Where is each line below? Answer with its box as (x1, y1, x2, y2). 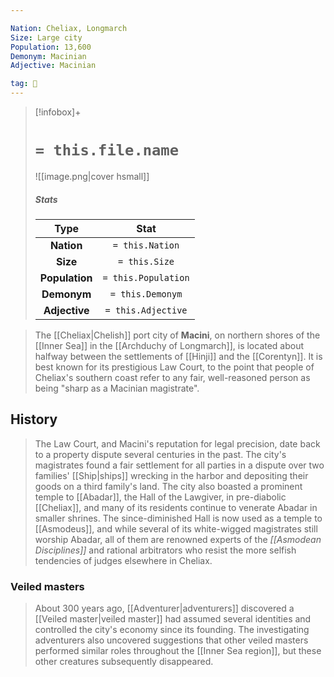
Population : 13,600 (10, 42, 92, 52)
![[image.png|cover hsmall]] (34, 170, 150, 182)
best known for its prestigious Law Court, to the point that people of (34, 361, 315, 373)
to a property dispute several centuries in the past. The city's (34, 448, 287, 460)
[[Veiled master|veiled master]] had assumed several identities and (34, 613, 312, 625)
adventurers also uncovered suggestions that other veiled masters (34, 634, 309, 646)
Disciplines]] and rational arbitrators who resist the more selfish (34, 544, 297, 556)
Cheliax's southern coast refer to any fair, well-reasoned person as (34, 371, 311, 383)
